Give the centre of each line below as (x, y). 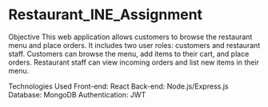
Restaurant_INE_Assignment (105, 15)
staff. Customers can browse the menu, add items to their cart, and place (129, 53)
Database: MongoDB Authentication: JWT (77, 94)
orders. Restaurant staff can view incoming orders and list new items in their (134, 62)
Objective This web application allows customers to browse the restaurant (130, 37)
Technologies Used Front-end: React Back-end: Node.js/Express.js (118, 86)
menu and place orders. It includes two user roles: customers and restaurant (134, 45)
